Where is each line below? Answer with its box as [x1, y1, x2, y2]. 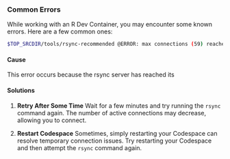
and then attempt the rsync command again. [16, 143, 142, 151]
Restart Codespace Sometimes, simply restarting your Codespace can [16, 129, 218, 137]
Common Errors [7, 5, 61, 14]
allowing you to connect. [16, 116, 87, 124]
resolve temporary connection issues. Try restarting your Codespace [16, 136, 212, 145]
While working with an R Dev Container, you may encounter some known [7, 20, 213, 29]
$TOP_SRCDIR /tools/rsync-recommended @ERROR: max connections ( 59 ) [7, 41, 204, 48]
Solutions [7, 86, 36, 94]
